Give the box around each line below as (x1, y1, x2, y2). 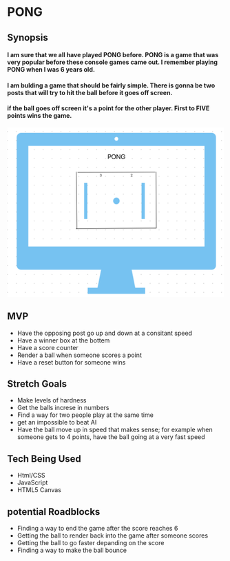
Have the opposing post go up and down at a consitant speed (17, 329, 193, 337)
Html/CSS (17, 471, 45, 480)
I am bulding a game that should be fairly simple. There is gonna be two (7, 81, 216, 90)
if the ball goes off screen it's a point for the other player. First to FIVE (7, 104, 210, 112)
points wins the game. (7, 112, 72, 120)
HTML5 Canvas (17, 486, 62, 494)
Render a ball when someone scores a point (17, 351, 143, 359)
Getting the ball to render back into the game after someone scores (17, 531, 209, 540)
